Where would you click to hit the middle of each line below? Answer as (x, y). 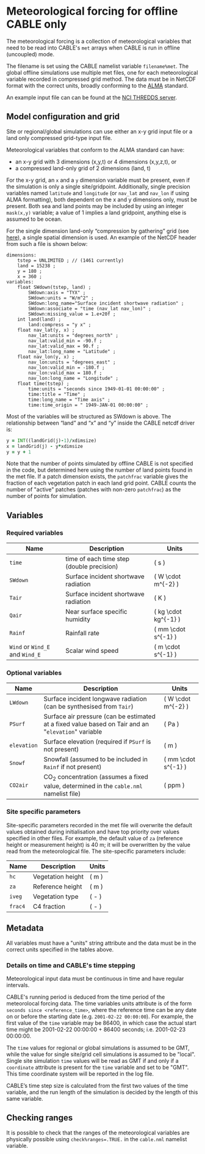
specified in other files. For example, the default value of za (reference (95, 838)
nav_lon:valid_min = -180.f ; (67, 367)
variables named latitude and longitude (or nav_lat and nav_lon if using (98, 193)
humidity (77, 619)
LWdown (19, 703)
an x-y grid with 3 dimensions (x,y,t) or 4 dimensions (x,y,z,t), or (96, 162)
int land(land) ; (39, 319)
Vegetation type (56, 896)
